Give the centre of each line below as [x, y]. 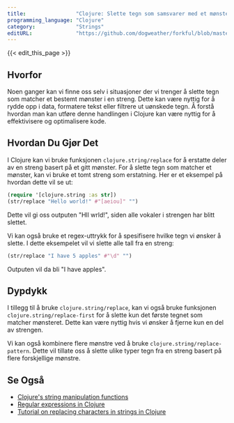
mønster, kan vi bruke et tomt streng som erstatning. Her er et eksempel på [115, 174]
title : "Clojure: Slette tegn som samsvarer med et [107, 14]
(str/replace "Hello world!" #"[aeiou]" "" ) [73, 201]
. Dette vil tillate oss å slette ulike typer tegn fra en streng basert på [125, 351]
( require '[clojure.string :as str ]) [62, 195]
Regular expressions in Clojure [61, 404]
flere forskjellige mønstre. [44, 358]
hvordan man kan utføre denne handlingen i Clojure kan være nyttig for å [111, 114]
